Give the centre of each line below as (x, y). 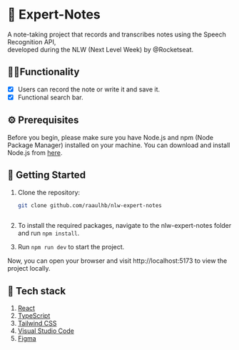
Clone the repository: (49, 192)
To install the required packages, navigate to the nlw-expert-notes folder (124, 226)
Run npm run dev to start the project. (71, 247)
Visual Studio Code (46, 331)
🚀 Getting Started (47, 175)
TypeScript (34, 316)
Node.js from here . (35, 152)
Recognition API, (32, 41)
